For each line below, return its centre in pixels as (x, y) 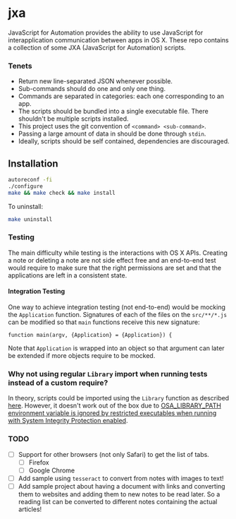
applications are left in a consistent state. (68, 275)
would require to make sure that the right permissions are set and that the (114, 268)
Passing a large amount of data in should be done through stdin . (112, 134)
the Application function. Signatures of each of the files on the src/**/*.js (118, 315)
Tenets (20, 66)
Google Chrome (52, 470)
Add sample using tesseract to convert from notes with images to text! (121, 478)
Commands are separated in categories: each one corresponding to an (121, 96)
